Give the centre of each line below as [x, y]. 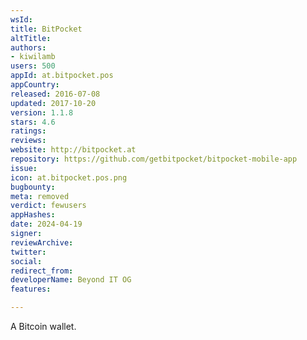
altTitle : [31, 38]
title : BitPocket [46, 29]
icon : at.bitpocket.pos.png [69, 177]
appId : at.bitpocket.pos [62, 76]
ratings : [28, 131]
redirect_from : [42, 271]
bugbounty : [33, 187]
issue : [24, 168]
